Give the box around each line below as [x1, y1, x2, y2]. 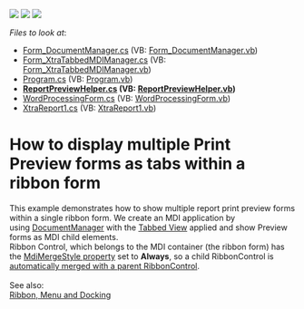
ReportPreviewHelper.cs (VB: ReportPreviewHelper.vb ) [22, 83, 236, 94]
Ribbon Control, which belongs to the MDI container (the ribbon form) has [9, 241, 285, 252]
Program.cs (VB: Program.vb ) [22, 73, 133, 84]
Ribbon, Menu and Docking [9, 289, 112, 300]
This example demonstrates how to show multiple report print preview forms [9, 202, 296, 213]
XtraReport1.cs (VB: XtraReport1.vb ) [22, 102, 157, 113]
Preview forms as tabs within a [9, 154, 246, 174]
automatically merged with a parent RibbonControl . [9, 260, 201, 271]
